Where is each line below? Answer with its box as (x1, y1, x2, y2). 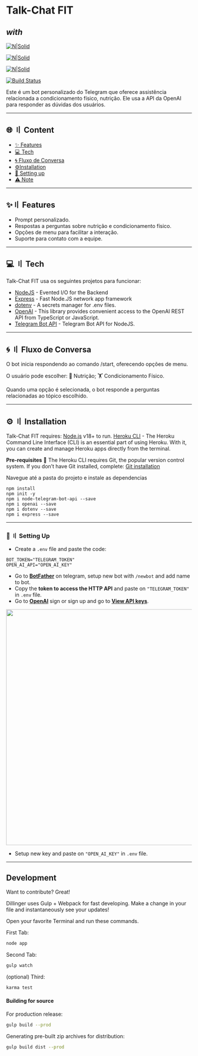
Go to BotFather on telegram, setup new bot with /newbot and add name (14, 572, 190, 579)
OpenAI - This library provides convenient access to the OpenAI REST (14, 308, 184, 315)
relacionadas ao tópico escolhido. (6, 392, 88, 399)
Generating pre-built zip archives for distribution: (6, 1032, 125, 1039)
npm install (6, 485, 35, 492)
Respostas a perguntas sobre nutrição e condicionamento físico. (14, 222, 172, 229)
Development (6, 872, 57, 883)
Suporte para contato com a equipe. (14, 234, 103, 242)
